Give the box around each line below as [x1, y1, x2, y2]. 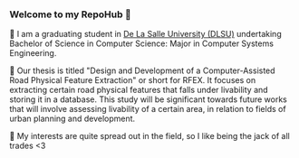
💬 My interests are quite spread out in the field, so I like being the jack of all [9, 131, 290, 142]
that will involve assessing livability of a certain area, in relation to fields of [9, 104, 287, 115]
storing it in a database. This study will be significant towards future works [9, 94, 287, 105]
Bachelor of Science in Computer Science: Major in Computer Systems [9, 38, 275, 49]
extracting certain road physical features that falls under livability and [9, 85, 269, 96]
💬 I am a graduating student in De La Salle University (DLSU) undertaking [9, 29, 283, 40]
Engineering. [9, 48, 57, 59]
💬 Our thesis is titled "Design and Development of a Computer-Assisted [9, 65, 275, 76]
